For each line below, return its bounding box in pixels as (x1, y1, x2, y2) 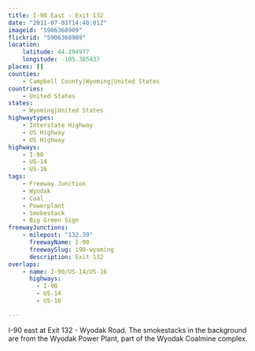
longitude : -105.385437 (22, 56, 101, 64)
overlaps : (8, 260, 41, 268)
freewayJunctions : (8, 224, 68, 232)
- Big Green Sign (22, 216, 79, 224)
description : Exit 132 (28, 253, 104, 260)
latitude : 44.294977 (22, 48, 90, 56)
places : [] (8, 63, 44, 71)
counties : (8, 70, 41, 78)
